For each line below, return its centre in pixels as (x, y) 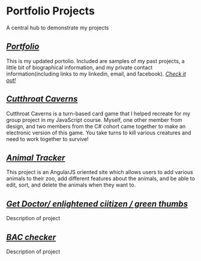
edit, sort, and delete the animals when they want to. (71, 185)
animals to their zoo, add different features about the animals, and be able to (100, 179)
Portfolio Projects (50, 11)
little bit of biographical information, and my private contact (79, 67)
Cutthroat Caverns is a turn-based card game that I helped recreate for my (98, 113)
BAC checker (31, 237)
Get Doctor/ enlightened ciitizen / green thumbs (97, 204)
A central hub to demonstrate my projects (58, 28)
